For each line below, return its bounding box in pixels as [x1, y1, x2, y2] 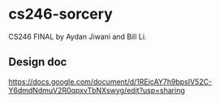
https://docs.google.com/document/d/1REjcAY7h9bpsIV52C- [8, 76, 213, 86]
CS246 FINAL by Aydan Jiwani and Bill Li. [8, 32, 147, 41]
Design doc [8, 55, 67, 69]
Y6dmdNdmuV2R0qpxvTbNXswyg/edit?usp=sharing [8, 85, 185, 95]
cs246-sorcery [8, 5, 113, 24]
